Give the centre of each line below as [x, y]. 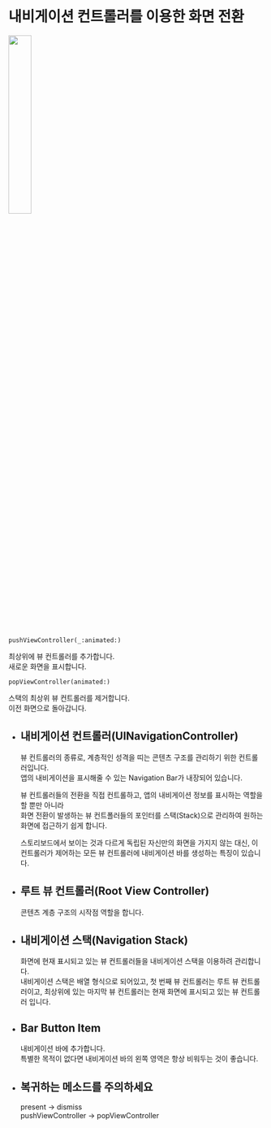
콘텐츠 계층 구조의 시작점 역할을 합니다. [82, 912]
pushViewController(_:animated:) [65, 640]
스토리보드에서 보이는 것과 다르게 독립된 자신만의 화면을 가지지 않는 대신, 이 [139, 843]
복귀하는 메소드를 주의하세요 [86, 1087]
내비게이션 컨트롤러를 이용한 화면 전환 [127, 17]
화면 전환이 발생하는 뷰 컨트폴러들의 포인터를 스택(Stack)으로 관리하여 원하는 [142, 815]
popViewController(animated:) [60, 682]
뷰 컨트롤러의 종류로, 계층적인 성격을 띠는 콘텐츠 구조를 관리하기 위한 [128, 757]
